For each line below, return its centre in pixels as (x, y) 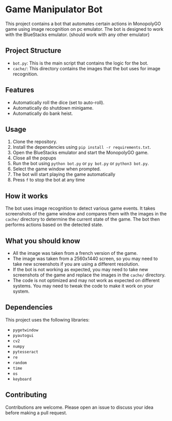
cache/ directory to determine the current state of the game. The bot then (83, 219)
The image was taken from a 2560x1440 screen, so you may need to (85, 258)
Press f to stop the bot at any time (49, 180)
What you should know (43, 241)
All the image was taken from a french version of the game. (75, 253)
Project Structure (33, 51)
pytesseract (25, 352)
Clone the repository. (35, 142)
